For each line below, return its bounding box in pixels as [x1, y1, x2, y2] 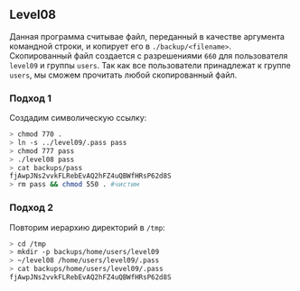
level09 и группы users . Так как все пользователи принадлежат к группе [9, 59, 291, 70]
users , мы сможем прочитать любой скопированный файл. [9, 69, 238, 80]
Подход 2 [9, 202, 54, 214]
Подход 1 [9, 92, 52, 105]
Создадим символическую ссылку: [9, 113, 147, 123]
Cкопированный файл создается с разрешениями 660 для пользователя [9, 50, 288, 61]
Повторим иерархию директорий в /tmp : [9, 222, 165, 232]
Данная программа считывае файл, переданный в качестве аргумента [9, 31, 285, 41]
